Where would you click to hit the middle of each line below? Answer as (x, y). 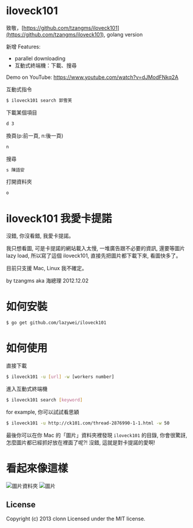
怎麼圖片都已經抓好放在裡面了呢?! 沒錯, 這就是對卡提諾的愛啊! (81, 442)
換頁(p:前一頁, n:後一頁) (35, 135)
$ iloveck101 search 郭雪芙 (39, 100)
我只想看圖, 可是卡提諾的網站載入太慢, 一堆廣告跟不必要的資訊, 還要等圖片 (96, 248)
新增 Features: (24, 47)
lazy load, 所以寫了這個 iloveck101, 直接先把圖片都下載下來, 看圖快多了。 (94, 256)
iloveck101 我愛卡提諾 (59, 218)
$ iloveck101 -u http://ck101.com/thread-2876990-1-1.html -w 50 (88, 423)
